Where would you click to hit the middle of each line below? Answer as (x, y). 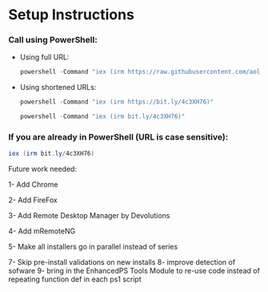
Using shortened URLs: (58, 87)
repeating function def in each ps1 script (75, 279)
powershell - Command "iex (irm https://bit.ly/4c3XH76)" (117, 102)
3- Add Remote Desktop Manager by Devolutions (89, 216)
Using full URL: (44, 57)
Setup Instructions (71, 15)
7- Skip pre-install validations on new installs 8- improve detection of (122, 262)
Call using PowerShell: (53, 40)
